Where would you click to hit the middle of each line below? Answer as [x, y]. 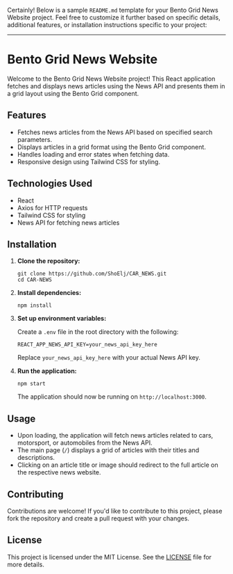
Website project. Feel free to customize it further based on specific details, [114, 17]
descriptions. [36, 458]
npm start [32, 384]
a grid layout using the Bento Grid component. [73, 93]
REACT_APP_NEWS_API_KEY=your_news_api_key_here [87, 345]
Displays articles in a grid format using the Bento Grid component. [112, 147]
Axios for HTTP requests [52, 207]
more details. [26, 564]
